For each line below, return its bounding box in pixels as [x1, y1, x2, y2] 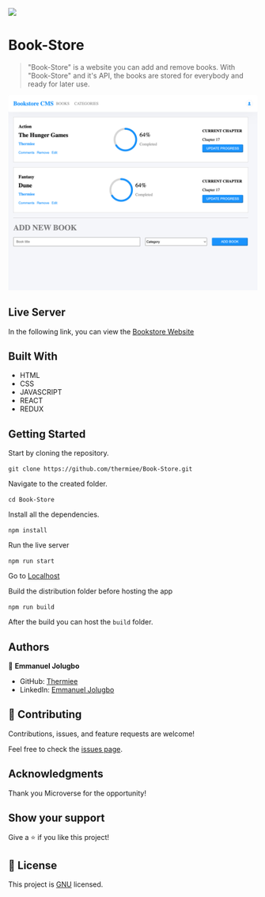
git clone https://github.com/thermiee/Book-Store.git [8, 465, 193, 473]
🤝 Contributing [8, 708, 82, 721]
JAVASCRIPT [19, 387, 62, 397]
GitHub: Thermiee [19, 676, 78, 685]
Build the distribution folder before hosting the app [8, 586, 173, 596]
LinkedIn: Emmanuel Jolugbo [19, 685, 115, 694]
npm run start [8, 557, 55, 566]
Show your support [8, 811, 105, 824]
